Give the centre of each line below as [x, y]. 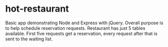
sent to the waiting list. [29, 39]
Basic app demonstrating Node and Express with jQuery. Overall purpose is [84, 23]
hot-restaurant [37, 9]
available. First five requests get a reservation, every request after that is [81, 33]
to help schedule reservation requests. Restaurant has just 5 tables [75, 28]
